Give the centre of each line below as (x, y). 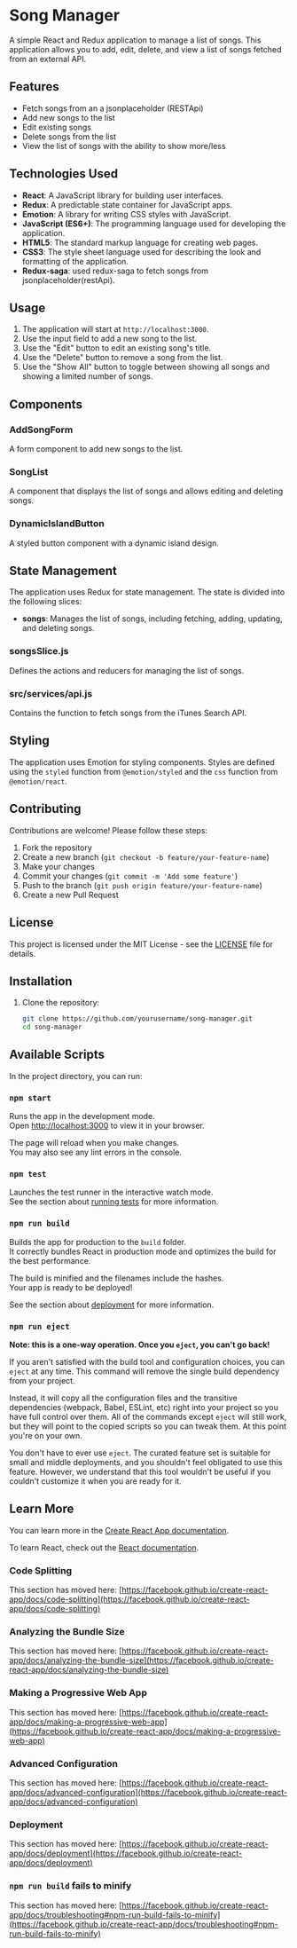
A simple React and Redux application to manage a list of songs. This (135, 40)
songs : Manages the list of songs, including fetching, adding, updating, (152, 619)
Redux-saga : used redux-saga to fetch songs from (115, 271)
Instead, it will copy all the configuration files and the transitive (123, 1398)
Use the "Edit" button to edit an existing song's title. (116, 348)
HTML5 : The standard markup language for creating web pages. (140, 242)
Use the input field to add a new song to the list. (109, 339)
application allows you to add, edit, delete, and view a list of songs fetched (145, 49)
